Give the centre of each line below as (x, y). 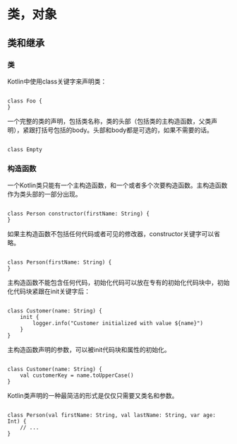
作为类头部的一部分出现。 (44, 194)
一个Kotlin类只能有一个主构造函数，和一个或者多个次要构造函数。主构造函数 (117, 185)
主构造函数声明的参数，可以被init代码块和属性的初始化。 (89, 350)
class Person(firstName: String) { (60, 262)
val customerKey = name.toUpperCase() (77, 375)
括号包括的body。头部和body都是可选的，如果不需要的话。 (127, 130)
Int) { (17, 421)
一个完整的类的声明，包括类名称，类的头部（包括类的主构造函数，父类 (109, 121)
